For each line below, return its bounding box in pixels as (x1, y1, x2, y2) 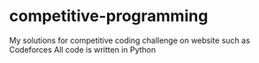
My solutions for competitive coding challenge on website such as (9, 35, 250, 45)
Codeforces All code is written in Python (9, 44, 156, 54)
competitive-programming (9, 6, 209, 26)
